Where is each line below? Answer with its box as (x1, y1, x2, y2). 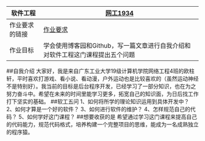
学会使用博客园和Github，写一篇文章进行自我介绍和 (43, 42, 191, 49)
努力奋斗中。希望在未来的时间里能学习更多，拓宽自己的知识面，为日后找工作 (6, 90, 199, 97)
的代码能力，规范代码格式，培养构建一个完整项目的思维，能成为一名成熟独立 (6, 121, 199, 128)
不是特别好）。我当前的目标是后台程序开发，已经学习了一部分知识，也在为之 (6, 82, 196, 90)
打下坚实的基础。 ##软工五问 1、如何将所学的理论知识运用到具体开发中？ (6, 98, 190, 105)
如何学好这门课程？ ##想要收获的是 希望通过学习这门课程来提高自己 (27, 113, 197, 120)
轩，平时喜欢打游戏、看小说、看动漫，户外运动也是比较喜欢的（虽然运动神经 (6, 75, 199, 82)
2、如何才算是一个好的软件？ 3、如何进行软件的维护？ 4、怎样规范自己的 (6, 106, 191, 112)
